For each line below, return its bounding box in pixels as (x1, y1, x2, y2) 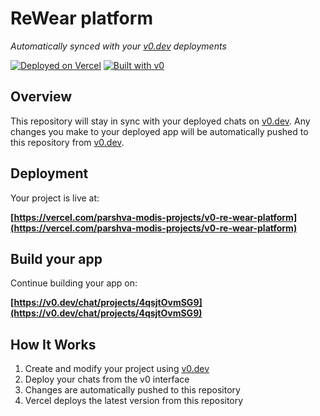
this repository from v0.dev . (10, 136, 125, 148)
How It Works (10, 336, 97, 353)
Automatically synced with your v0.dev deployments (10, 40, 227, 52)
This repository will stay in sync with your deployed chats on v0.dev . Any (10, 115, 311, 127)
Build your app (10, 250, 103, 267)
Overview (10, 88, 73, 106)
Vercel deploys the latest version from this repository (24, 395, 244, 407)
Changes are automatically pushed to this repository (24, 384, 241, 396)
